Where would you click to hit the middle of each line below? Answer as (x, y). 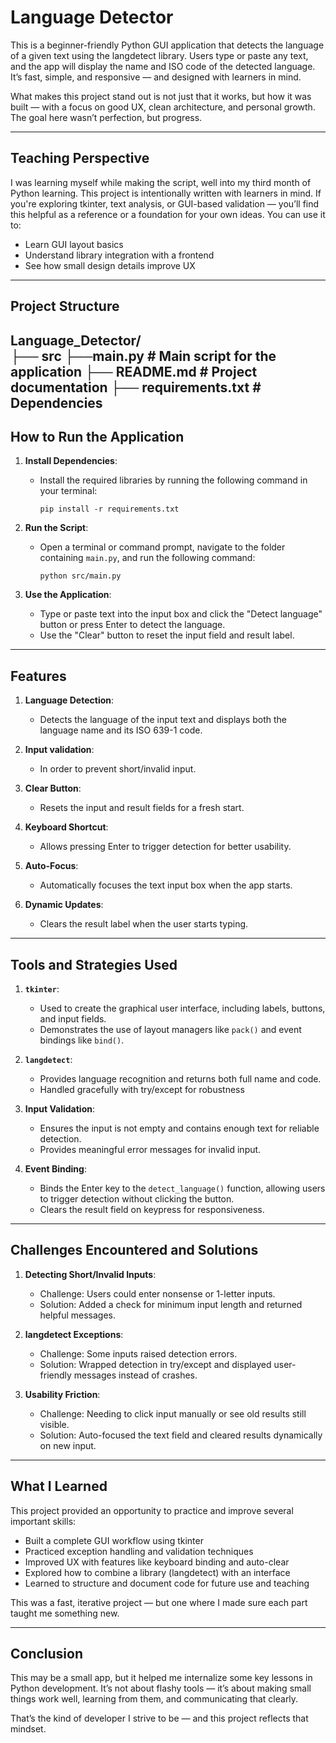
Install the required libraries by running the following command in (173, 480)
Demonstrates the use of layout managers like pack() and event (170, 1029)
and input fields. (73, 1018)
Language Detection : (69, 700)
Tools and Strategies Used (94, 964)
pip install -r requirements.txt (109, 509)
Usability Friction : (62, 1394)
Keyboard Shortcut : (66, 827)
